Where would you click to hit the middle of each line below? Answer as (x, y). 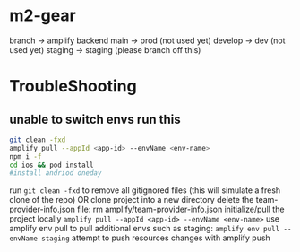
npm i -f (26, 156)
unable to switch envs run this (95, 119)
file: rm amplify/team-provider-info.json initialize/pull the (181, 209)
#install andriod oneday (56, 173)
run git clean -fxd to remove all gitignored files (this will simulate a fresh (145, 190)
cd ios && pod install (51, 165)
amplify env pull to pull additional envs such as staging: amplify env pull (145, 229)
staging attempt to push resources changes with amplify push (156, 238)
